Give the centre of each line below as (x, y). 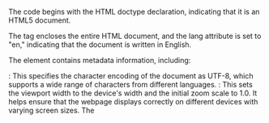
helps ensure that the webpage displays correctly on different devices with (133, 102)
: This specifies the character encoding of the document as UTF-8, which (131, 76)
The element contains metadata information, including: (100, 60)
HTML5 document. (40, 20)
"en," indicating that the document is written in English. (100, 45)
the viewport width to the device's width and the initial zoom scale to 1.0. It (133, 93)
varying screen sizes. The (51, 110)
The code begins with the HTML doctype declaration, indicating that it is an (134, 12)
